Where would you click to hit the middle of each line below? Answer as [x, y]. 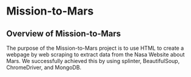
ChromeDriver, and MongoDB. [44, 67]
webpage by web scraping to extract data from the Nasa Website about [95, 55]
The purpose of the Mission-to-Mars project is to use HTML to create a [95, 48]
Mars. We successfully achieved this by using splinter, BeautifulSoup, [93, 61]
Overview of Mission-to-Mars [64, 34]
